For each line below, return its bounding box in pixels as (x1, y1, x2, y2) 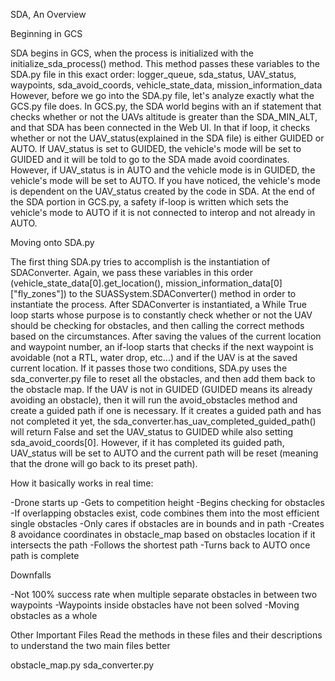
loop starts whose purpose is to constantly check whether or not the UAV (10, 309, 313, 321)
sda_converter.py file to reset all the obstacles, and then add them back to (10, 373, 316, 384)
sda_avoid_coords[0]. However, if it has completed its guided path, (10, 437, 285, 448)
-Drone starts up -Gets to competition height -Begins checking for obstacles (10, 497, 325, 508)
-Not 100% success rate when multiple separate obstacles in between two (10, 589, 318, 600)
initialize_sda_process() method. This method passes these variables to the (10, 58, 320, 69)
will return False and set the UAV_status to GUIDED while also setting (10, 426, 294, 438)
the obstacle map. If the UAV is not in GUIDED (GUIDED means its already (10, 384, 313, 395)
